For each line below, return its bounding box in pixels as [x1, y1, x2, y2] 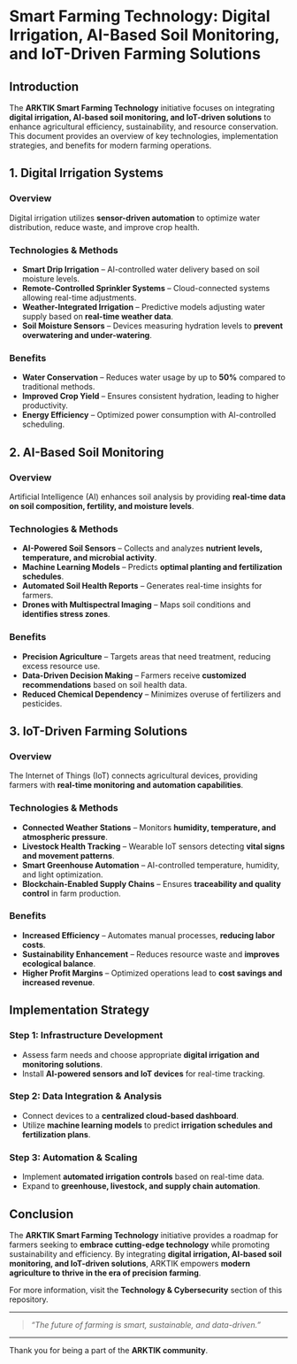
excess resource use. [21, 660, 101, 671]
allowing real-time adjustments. [21, 292, 137, 303]
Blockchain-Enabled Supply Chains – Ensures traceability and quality [21, 878, 281, 889]
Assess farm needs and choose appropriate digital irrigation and [21, 1049, 260, 1060]
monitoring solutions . [21, 1059, 103, 1069]
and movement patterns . [21, 850, 115, 860]
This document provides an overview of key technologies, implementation [9, 131, 278, 141]
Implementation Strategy [9, 1003, 150, 1018]
